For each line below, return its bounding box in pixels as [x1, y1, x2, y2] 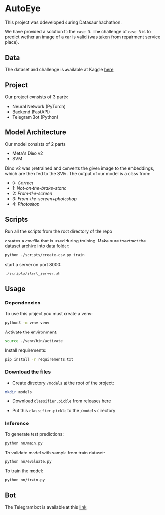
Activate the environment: [5, 329, 58, 335]
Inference [5, 420, 29, 427]
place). [5, 39, 19, 45]
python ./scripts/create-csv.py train [5, 253, 85, 258]
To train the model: [5, 468, 43, 474]
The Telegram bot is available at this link [5, 504, 87, 510]
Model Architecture [5, 128, 66, 136]
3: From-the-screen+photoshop [12, 196, 77, 202]
